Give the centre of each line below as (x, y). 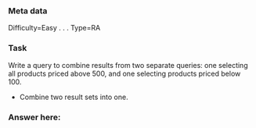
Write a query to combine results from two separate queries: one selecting (128, 65)
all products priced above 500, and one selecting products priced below (124, 73)
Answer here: (34, 117)
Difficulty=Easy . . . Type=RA (54, 28)
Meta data (28, 11)
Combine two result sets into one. (74, 97)
